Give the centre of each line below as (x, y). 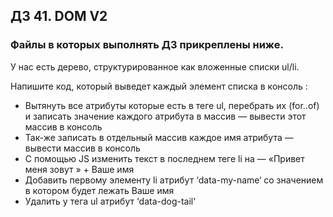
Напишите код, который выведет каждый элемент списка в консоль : (159, 86)
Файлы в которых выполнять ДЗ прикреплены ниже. (147, 45)
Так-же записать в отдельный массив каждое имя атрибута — (159, 137)
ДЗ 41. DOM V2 (59, 16)
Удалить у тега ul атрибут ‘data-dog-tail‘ (110, 201)
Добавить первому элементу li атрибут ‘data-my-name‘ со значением (174, 180)
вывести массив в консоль (82, 148)
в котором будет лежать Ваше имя (99, 190)
